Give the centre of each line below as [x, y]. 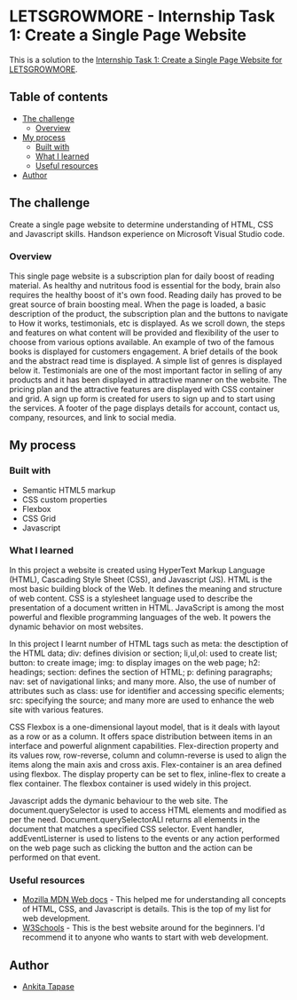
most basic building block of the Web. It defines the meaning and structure [146, 588]
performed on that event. [55, 857]
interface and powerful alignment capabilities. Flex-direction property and [144, 745]
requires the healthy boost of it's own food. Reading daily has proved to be [145, 295]
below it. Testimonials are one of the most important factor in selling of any [146, 370]
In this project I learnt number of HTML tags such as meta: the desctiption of [149, 643]
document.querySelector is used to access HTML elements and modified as [148, 810]
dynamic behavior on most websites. [76, 626]
